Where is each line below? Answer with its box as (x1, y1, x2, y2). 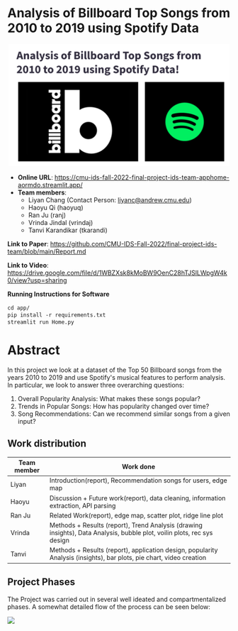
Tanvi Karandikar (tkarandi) (28, 226, 108, 234)
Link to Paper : (7, 239, 49, 248)
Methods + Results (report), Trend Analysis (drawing (49, 521, 203, 530)
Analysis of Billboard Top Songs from (7, 5, 230, 21)
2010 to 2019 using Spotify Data (7, 20, 200, 36)
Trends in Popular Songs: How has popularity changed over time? (17, 402, 210, 410)
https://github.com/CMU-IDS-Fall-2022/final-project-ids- (50, 239, 217, 248)
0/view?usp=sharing (7, 275, 67, 285)
